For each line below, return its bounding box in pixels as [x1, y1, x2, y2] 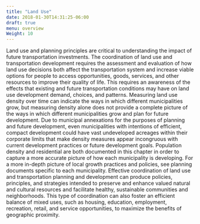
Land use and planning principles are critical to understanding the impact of [6, 47, 192, 54]
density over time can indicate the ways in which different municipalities [6, 97, 183, 105]
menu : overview [6, 25, 44, 31]
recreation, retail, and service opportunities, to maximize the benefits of [6, 205, 182, 212]
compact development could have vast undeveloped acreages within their [6, 129, 188, 137]
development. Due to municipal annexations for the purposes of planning [6, 116, 185, 124]
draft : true [6, 20, 36, 26]
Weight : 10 [6, 31, 33, 37]
